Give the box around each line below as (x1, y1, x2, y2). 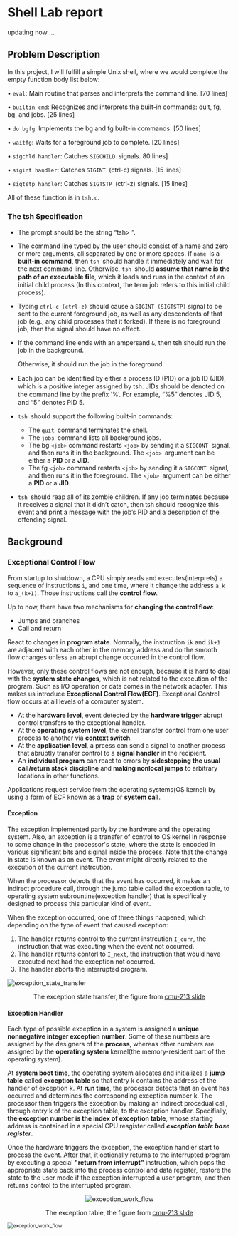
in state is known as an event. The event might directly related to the (7, 855, 207, 863)
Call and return (17, 624, 62, 632)
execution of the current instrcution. (7, 862, 113, 871)
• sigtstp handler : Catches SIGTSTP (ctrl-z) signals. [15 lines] (7, 179, 188, 187)
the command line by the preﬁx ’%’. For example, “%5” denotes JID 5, (17, 390, 222, 399)
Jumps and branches (17, 616, 80, 624)
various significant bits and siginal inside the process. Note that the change (7, 848, 228, 856)
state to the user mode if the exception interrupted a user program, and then (7, 1173, 231, 1182)
